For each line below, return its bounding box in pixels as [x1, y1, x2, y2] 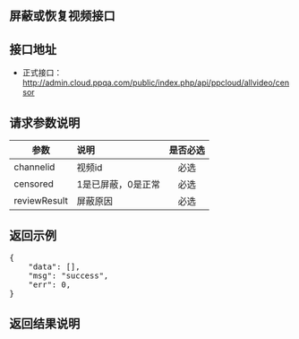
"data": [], [28, 261, 81, 272]
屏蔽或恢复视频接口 [9, 8, 115, 24]
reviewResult [13, 195, 69, 207]
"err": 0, [28, 279, 72, 290]
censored [13, 178, 54, 190]
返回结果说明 [9, 317, 81, 332]
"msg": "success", [28, 270, 109, 281]
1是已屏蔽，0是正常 [76, 178, 161, 191]
